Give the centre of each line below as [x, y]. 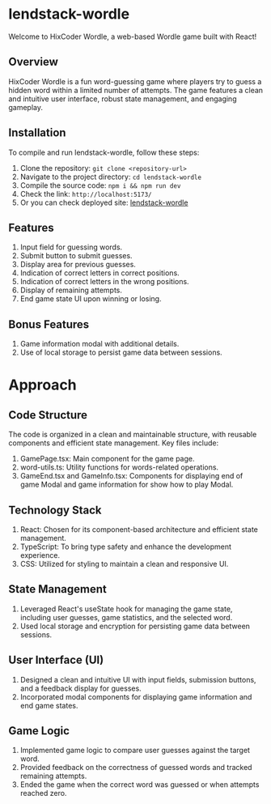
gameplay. [25, 107]
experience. [40, 555]
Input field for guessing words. [71, 247]
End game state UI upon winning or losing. [91, 299]
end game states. [49, 705]
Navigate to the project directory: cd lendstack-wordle [111, 177]
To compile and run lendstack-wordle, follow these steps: [104, 152]
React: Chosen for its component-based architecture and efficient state [139, 530]
